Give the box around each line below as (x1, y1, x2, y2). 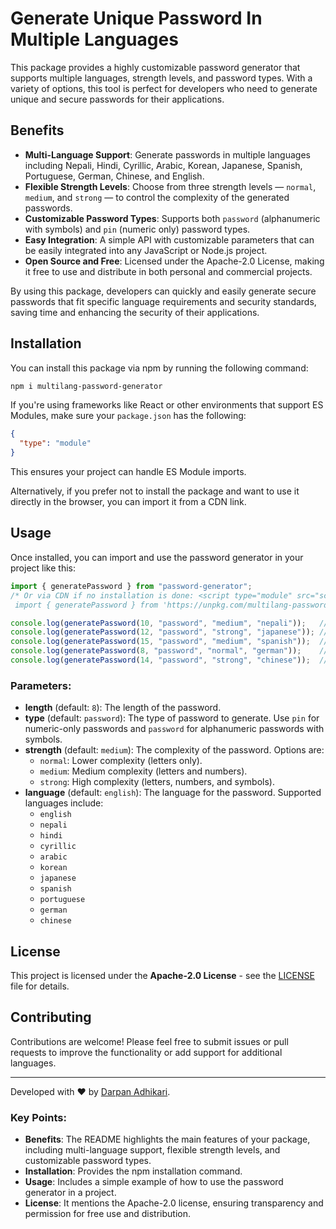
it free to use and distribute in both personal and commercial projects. (24, 265, 313, 277)
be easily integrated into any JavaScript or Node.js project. (24, 244, 268, 256)
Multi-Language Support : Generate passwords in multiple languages (24, 148, 311, 161)
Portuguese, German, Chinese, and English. (24, 170, 205, 182)
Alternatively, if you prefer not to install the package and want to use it (10, 485, 300, 497)
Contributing (10, 1009, 92, 1026)
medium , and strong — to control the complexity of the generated (24, 191, 290, 203)
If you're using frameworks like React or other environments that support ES (10, 399, 324, 411)
